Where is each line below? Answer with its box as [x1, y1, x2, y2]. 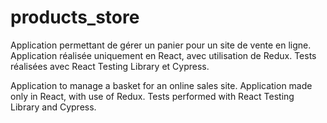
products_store [10, 6, 140, 29]
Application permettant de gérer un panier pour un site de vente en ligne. [10, 39, 312, 51]
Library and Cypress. [10, 101, 97, 113]
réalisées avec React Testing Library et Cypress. [10, 60, 210, 72]
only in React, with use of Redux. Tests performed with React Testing [10, 90, 295, 102]
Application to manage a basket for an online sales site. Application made [10, 79, 313, 91]
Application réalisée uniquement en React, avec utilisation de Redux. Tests [10, 49, 317, 61]
